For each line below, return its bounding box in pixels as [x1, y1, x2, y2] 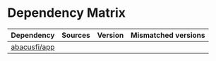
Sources [61, 30, 90, 40]
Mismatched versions [130, 30, 205, 40]
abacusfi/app [11, 42, 55, 52]
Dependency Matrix [7, 5, 126, 21]
